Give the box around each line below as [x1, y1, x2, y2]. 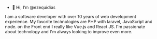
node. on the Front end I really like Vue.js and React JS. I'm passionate [5, 24, 145, 29]
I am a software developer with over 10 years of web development [5, 14, 137, 19]
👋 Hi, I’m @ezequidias [12, 5, 56, 10]
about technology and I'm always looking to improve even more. [5, 29, 133, 34]
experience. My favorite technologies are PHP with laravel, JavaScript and [5, 19, 153, 24]
